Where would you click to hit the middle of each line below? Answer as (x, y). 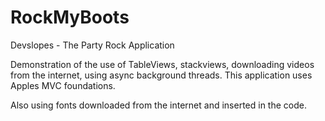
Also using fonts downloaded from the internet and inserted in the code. (158, 105)
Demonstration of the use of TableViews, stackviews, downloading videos (162, 64)
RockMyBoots (70, 17)
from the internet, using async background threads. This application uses (161, 75)
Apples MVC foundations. (63, 85)
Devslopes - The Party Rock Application (92, 45)
